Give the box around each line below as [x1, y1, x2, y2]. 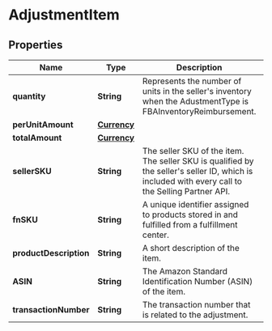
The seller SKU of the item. [142, 146, 244, 156]
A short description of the [142, 243, 240, 253]
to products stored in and [142, 209, 239, 220]
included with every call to [142, 176, 243, 187]
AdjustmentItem [8, 6, 120, 24]
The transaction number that [142, 299, 251, 310]
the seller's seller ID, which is [142, 166, 253, 176]
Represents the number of [142, 75, 242, 87]
